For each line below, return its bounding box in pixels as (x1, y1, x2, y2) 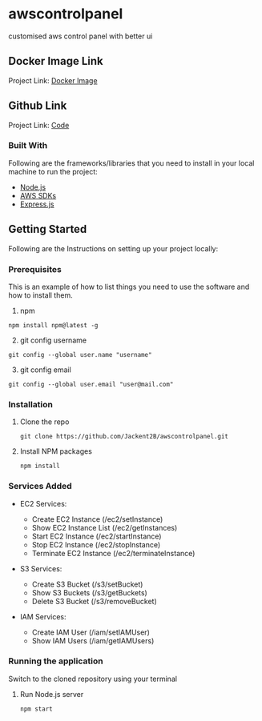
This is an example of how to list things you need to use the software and (8, 282, 250, 291)
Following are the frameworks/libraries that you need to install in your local (8, 158, 255, 168)
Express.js (19, 199, 54, 209)
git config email (19, 365, 72, 375)
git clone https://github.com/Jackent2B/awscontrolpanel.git (19, 433, 229, 441)
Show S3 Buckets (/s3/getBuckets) (31, 587, 148, 597)
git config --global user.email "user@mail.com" (8, 380, 174, 388)
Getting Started (8, 222, 87, 236)
